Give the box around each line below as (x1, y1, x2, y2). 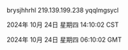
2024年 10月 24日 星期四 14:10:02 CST (6, 20, 120, 29)
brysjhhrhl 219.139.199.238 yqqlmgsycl (6, 6, 120, 14)
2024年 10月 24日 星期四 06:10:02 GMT (6, 35, 122, 44)
